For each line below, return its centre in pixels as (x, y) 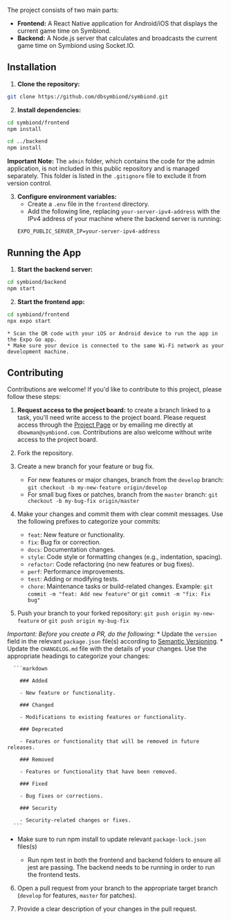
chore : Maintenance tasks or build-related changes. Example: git (120, 586)
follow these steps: (34, 397)
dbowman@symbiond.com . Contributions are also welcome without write (114, 432)
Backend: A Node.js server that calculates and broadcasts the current (117, 38)
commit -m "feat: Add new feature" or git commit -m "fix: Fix (119, 594)
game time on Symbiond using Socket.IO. (76, 45)
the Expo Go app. (32, 339)
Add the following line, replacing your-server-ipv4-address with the (123, 211)
